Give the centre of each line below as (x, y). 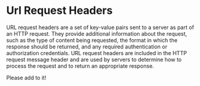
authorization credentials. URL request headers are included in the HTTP (97, 53)
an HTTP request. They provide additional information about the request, (97, 33)
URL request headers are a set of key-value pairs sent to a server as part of (100, 27)
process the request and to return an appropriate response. (80, 66)
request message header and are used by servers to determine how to (94, 59)
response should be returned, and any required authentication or (87, 47)
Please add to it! (26, 78)
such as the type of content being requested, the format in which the (92, 40)
